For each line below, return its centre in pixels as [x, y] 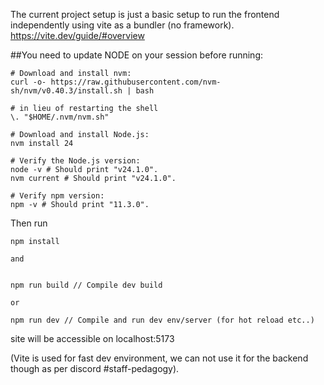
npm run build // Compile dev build [86, 285]
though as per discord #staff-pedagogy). [95, 368]
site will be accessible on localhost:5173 [92, 338]
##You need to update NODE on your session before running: [137, 55]
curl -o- [28, 82]
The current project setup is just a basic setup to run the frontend [145, 14]
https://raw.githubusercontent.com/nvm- [136, 82]
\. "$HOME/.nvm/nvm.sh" [60, 117]
